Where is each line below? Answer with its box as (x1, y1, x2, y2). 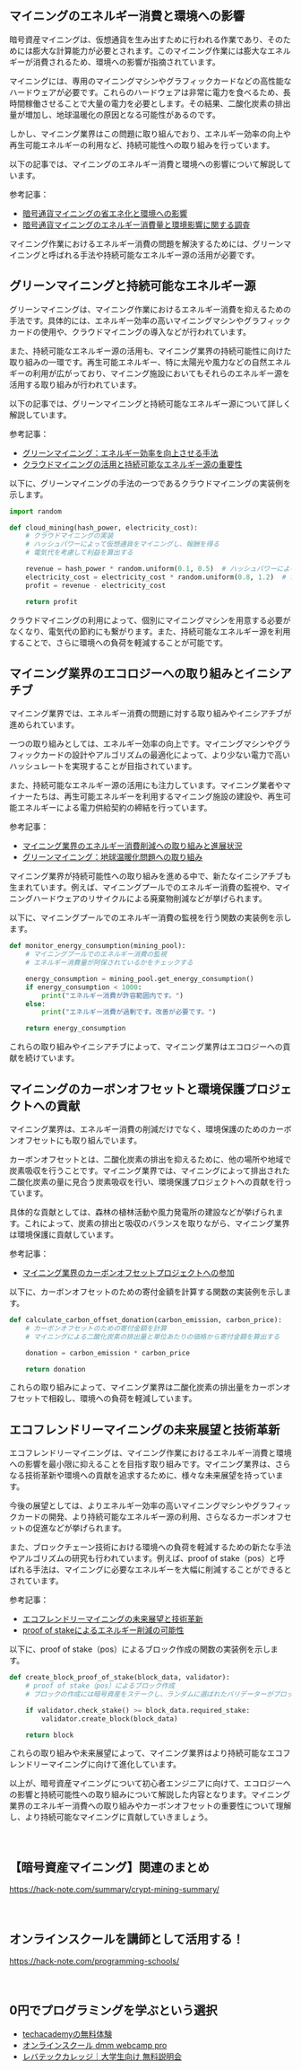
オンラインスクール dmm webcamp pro (21, 2039, 168, 2050)
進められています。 (9, 719, 80, 730)
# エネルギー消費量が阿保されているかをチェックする (25, 959, 193, 968)
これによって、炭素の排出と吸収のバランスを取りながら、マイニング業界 (23, 1218, 290, 1228)
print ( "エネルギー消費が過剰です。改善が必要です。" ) (41, 1008, 217, 1017)
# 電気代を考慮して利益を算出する (25, 548, 133, 557)
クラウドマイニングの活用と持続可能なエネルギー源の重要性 (21, 459, 243, 469)
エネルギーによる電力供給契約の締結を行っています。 (16, 803, 212, 813)
